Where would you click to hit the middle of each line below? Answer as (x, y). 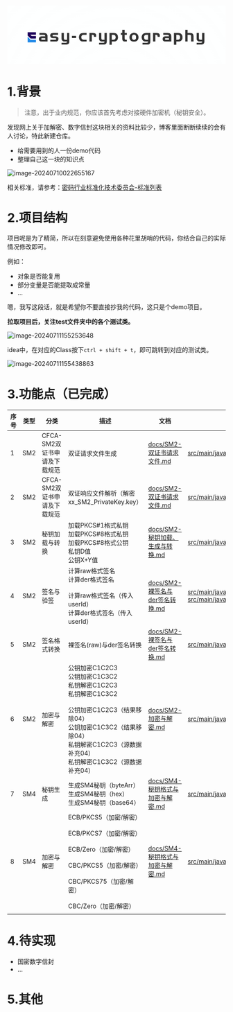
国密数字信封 (35, 961)
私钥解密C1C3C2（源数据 (105, 762)
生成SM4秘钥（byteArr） (104, 785)
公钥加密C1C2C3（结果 (102, 710)
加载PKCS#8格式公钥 (98, 542)
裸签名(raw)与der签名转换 (105, 645)
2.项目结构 (37, 218)
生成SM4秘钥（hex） (98, 794)
